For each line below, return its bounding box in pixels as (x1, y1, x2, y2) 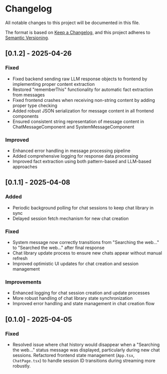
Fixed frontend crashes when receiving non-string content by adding (12, 97, 155, 103)
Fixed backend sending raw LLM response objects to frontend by (12, 76, 147, 82)
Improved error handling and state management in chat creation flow (12, 301, 155, 307)
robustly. (12, 362, 31, 369)
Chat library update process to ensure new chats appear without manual (12, 250, 162, 256)
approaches (12, 164, 38, 170)
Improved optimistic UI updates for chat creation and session (12, 261, 139, 267)
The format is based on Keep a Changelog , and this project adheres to (5, 29, 150, 35)
